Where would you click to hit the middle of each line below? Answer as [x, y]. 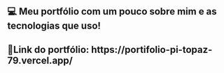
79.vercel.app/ [40, 60]
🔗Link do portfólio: [48, 50]
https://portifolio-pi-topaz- [152, 50]
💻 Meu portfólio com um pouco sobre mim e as [112, 11]
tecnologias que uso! [54, 26]
